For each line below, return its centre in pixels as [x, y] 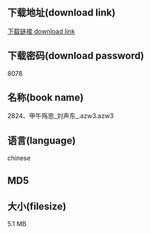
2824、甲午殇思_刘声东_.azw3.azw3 [61, 116]
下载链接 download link [41, 31]
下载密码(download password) [76, 56]
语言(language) [42, 140]
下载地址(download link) [62, 13]
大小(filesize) [37, 207]
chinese [19, 158]
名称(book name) [46, 98]
